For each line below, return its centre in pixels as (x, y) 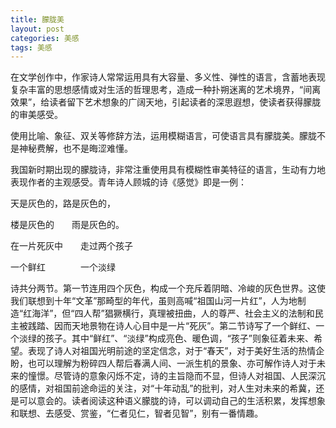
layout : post (37, 29)
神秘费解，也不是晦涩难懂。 (75, 148)
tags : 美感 (31, 47)
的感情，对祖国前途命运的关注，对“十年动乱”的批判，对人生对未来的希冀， (163, 388)
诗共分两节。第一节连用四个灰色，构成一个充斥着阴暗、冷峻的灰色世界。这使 (168, 288)
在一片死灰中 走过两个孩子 (71, 246)
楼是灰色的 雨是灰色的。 (67, 225)
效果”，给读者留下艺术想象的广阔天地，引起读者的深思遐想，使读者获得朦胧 (166, 102)
